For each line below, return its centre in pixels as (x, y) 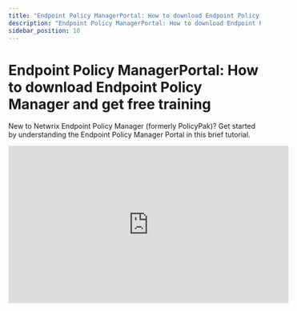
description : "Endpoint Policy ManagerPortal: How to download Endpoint (132, 23)
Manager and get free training (110, 104)
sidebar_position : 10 (44, 30)
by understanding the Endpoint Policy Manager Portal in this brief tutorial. (129, 135)
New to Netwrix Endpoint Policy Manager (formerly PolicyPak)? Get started (132, 126)
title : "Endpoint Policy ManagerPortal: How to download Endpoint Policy (134, 16)
